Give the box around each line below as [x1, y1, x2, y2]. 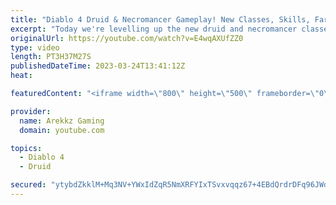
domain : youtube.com [19, 125, 105, 135]
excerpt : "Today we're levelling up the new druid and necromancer [10, 24, 298, 34]
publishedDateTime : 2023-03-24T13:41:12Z [10, 61, 186, 71]
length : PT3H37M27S [10, 52, 92, 62]
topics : [10, 143, 43, 153]
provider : [10, 106, 52, 116]
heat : [10, 71, 33, 81]
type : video [10, 42, 60, 53]
